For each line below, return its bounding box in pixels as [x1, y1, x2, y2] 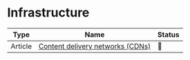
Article [10, 41, 32, 51]
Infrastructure [7, 5, 90, 21]
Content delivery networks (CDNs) [38, 41, 151, 51]
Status [158, 30, 180, 39]
